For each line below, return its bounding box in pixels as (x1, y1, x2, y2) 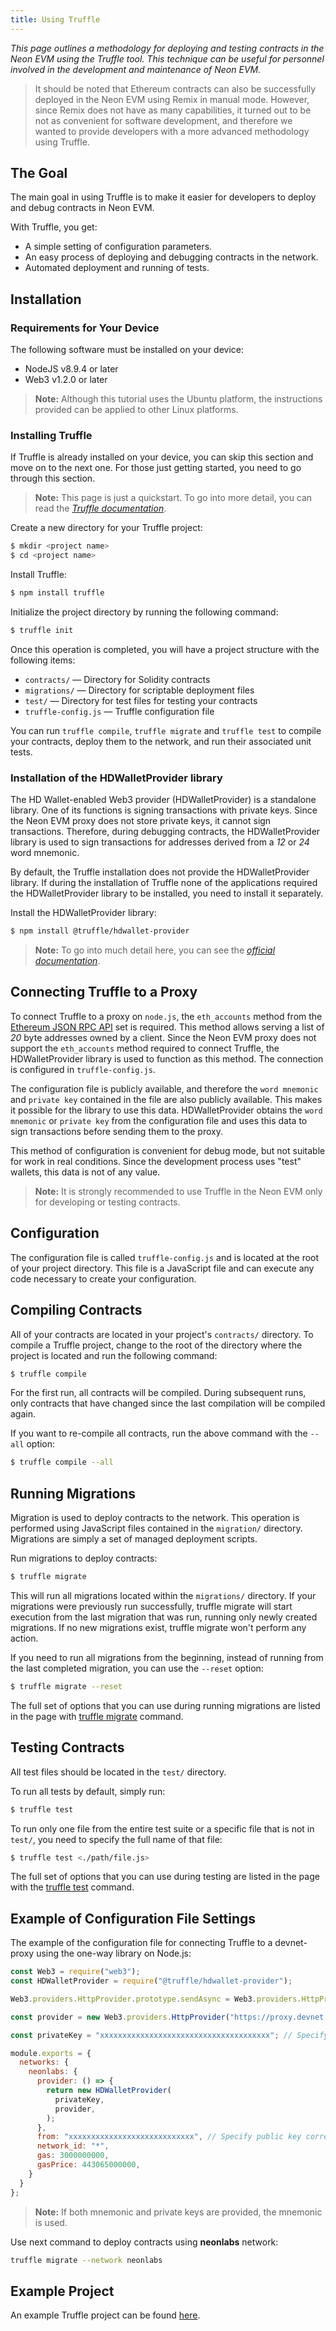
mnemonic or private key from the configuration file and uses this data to (10, 1114, 308, 1126)
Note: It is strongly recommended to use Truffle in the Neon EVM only (34, 1185, 323, 1197)
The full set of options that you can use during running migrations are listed (10, 1699, 321, 1711)
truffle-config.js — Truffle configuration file (24, 705, 215, 717)
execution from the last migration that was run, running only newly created (10, 1611, 318, 1623)
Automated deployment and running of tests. (24, 262, 210, 274)
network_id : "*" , (36, 2141, 110, 2151)
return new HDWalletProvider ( (46, 2086, 172, 2096)
